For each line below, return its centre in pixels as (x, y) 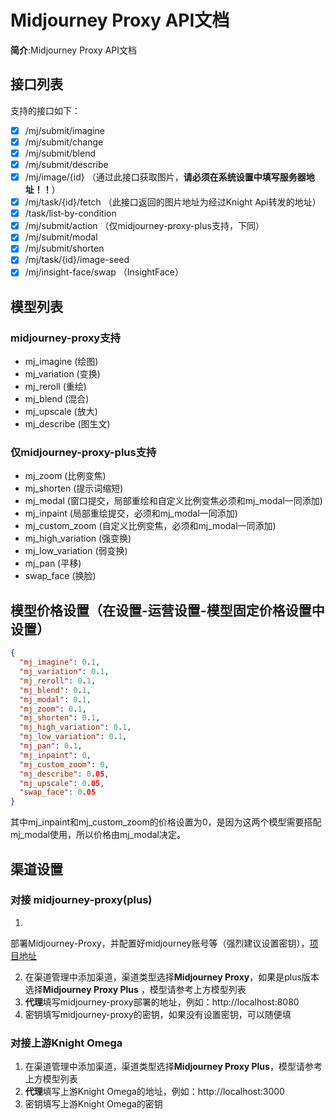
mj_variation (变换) (62, 374)
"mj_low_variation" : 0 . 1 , (73, 737)
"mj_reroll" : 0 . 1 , (58, 681)
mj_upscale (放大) (61, 412)
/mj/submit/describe (66, 164)
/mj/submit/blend (60, 153)
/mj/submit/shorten (64, 248)
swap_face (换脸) (60, 576)
